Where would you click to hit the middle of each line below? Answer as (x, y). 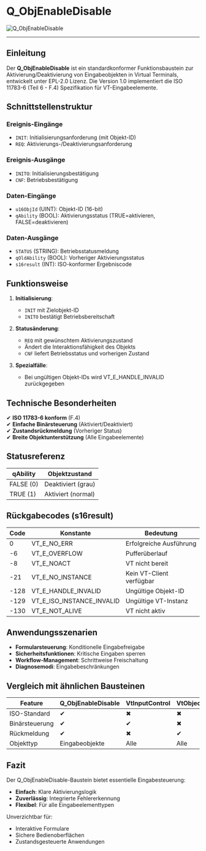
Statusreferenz (36, 457)
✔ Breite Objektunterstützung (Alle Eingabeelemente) (75, 437)
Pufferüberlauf (147, 553)
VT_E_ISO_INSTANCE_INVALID (76, 600)
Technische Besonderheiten (61, 403)
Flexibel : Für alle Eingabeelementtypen (65, 805)
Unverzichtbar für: (30, 817)
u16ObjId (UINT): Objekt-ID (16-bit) (59, 209)
